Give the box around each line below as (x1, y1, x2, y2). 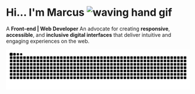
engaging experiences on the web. (6, 37, 90, 44)
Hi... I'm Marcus (6, 6, 85, 19)
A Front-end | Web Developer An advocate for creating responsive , (6, 25, 170, 32)
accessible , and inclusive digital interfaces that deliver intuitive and (6, 31, 171, 38)
